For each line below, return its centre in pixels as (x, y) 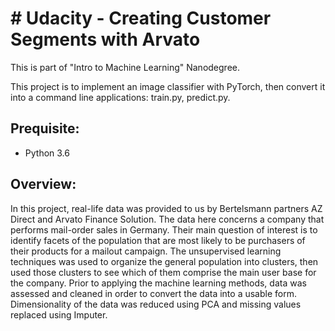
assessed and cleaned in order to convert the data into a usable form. (153, 293)
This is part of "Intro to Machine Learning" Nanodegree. (125, 67)
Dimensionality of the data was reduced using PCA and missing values (156, 304)
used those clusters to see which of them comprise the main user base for (163, 272)
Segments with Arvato (105, 39)
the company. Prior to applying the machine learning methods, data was (158, 283)
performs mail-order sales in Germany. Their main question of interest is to (164, 229)
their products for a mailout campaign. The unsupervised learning (146, 251)
